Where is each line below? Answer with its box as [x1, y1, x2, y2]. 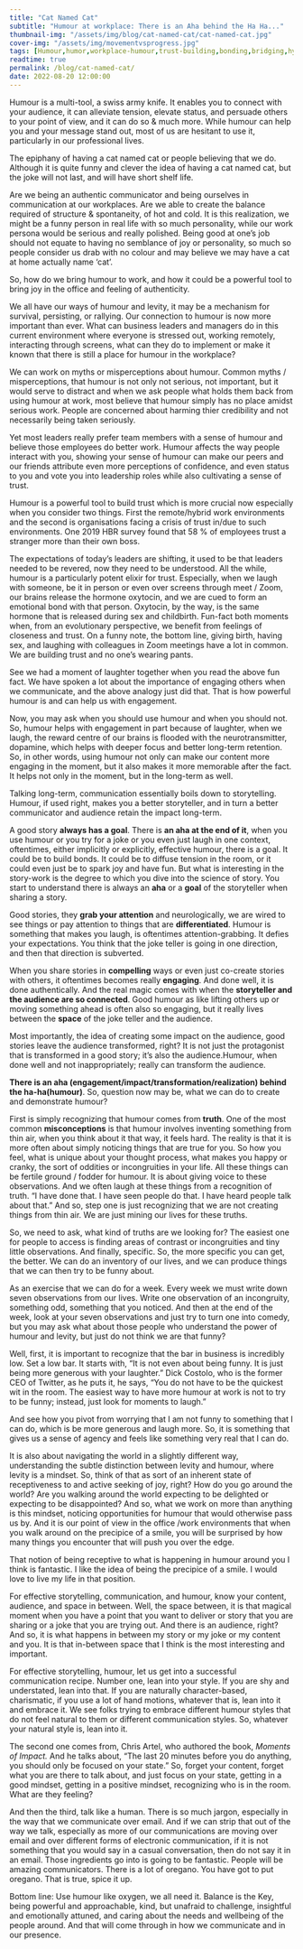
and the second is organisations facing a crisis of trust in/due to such [9, 516, 267, 527]
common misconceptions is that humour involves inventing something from [9, 1123, 291, 1134]
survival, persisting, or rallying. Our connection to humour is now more [9, 311, 271, 321]
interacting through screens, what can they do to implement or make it [9, 339, 271, 350]
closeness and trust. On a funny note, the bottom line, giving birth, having [9, 629, 282, 641]
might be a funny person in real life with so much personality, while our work [9, 218, 294, 228]
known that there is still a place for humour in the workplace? [9, 348, 236, 359]
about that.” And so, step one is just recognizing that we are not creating [9, 1200, 279, 1211]
